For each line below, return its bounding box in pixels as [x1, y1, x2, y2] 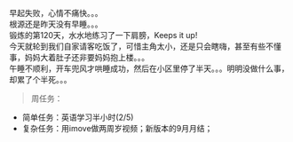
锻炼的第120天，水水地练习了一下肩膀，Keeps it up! [9, 30, 198, 40]
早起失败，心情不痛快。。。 [9, 8, 103, 18]
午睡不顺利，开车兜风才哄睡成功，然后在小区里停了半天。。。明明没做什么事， [9, 63, 289, 74]
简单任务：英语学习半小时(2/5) [21, 112, 134, 122]
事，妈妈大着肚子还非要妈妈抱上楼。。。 [9, 52, 149, 62]
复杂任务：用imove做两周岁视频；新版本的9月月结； [21, 123, 213, 133]
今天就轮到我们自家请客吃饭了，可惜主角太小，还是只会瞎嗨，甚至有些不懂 [9, 41, 281, 51]
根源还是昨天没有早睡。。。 [9, 19, 103, 29]
